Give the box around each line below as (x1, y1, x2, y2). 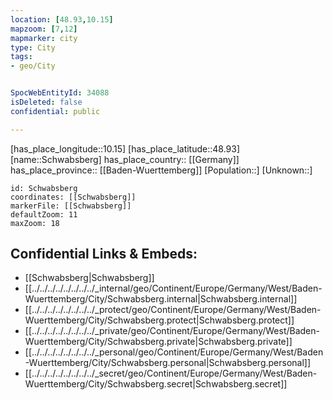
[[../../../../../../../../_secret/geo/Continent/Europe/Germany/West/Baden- (24, 367, 318, 380)
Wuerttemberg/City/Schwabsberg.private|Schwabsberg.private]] (24, 336, 293, 348)
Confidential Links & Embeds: (10, 246, 198, 263)
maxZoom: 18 (10, 218, 60, 228)
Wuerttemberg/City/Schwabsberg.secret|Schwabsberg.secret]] (24, 378, 288, 390)
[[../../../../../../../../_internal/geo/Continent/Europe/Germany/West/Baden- (24, 282, 323, 295)
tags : (10, 52, 33, 62)
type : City (10, 42, 56, 53)
